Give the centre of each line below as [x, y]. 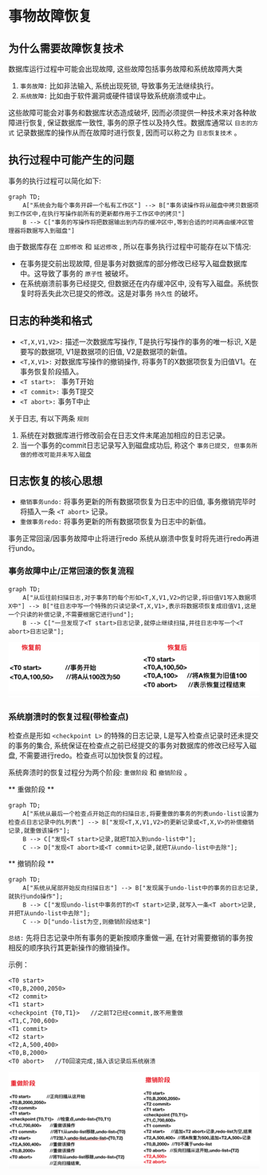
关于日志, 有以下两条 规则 [49, 418]
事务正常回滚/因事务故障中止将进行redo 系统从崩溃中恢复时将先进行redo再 [130, 539]
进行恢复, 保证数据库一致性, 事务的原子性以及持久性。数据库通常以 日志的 [133, 123]
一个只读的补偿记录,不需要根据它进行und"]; [71, 614]
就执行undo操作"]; [36, 897]
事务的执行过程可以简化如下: [55, 181]
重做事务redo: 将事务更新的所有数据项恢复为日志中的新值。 [115, 522]
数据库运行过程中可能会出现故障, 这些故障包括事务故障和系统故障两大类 [126, 69]
